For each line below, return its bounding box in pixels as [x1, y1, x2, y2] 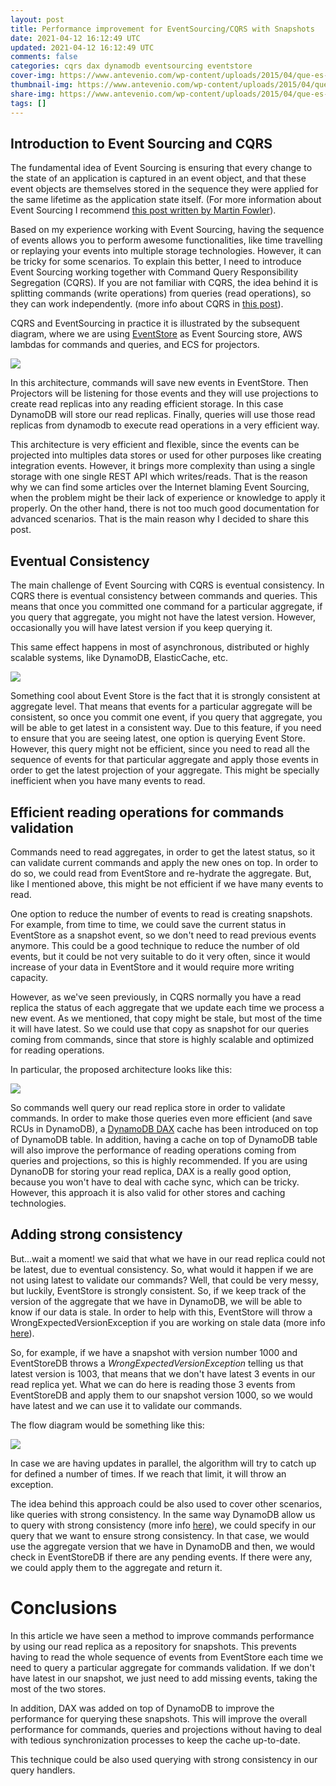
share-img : [10, 89, 56, 99]
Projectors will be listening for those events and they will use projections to [10, 387, 319, 400]
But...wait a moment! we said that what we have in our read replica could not [10, 1252, 326, 1265]
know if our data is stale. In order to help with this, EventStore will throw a [10, 1306, 313, 1318]
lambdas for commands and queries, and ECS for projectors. [10, 339, 260, 351]
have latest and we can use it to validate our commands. [10, 1399, 243, 1411]
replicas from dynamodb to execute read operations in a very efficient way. [10, 419, 320, 431]
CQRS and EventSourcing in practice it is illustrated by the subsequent [10, 317, 300, 330]
